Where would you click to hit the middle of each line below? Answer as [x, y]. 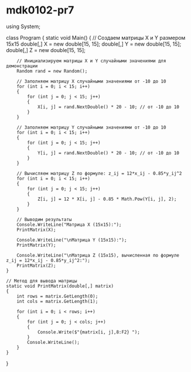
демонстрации [22, 66]
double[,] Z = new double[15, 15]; [46, 50]
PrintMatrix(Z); [37, 266]
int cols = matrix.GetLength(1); [57, 301]
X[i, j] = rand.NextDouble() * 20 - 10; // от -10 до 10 [108, 107]
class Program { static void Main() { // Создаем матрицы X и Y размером [96, 37]
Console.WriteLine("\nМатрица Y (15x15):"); [72, 240]
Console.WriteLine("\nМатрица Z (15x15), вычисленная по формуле [98, 255]
